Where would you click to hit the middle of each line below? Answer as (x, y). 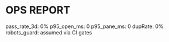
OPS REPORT (38, 10)
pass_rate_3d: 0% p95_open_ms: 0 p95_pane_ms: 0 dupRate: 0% (85, 26)
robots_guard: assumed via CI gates (49, 32)
